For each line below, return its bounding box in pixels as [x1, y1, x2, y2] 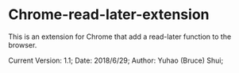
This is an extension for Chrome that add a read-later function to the [8, 32, 232, 41]
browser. [8, 40, 37, 49]
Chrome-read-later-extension [8, 6, 210, 24]
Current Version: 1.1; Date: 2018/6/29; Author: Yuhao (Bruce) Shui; [8, 56, 224, 65]
